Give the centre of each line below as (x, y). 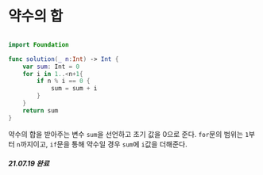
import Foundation (39, 44)
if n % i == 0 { (64, 81)
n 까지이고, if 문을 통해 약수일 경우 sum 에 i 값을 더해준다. (102, 144)
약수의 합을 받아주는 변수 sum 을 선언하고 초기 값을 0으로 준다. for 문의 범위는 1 (128, 134)
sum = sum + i (74, 89)
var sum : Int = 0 (51, 67)
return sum (41, 110)
